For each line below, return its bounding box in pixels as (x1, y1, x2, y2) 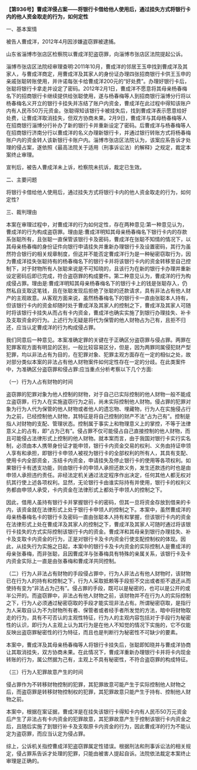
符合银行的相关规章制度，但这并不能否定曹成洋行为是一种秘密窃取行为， (11, 250, 186, 257)
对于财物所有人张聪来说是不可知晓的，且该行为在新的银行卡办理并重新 (21, 265, 191, 272)
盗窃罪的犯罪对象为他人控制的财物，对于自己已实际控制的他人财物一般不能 (6, 391, 186, 397)
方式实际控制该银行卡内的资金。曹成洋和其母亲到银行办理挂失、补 (31, 528, 191, 535)
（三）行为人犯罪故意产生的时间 (6, 668, 83, 675)
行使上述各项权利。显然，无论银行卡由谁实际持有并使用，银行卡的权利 (16, 479, 186, 486)
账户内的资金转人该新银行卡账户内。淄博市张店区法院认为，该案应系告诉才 (6, 136, 186, 143)
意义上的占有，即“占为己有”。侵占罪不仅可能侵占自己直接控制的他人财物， (6, 427, 186, 434)
